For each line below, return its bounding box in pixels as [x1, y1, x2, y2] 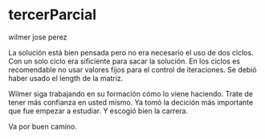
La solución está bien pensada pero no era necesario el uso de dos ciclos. [8, 47, 255, 57]
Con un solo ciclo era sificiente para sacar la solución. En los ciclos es [8, 56, 241, 66]
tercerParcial [8, 6, 97, 24]
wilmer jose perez [8, 32, 67, 42]
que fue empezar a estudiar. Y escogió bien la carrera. [8, 106, 189, 116]
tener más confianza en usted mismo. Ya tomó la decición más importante [8, 97, 254, 107]
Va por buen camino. [8, 121, 78, 131]
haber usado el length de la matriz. [8, 73, 124, 83]
